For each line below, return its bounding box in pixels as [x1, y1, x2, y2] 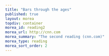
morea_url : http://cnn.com [5, 30, 61, 35]
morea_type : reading [5, 39, 48, 44]
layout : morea [5, 16, 35, 21]
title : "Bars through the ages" [5, 7, 72, 12]
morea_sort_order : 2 [5, 43, 48, 48]
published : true [5, 12, 38, 17]
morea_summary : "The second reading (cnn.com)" [5, 35, 105, 39]
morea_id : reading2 [5, 25, 45, 30]
